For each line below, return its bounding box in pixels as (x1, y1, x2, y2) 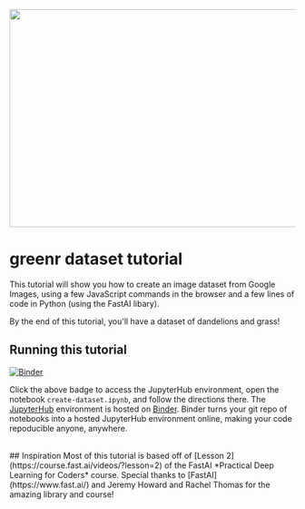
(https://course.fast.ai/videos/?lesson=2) (9, 460, 163, 471)
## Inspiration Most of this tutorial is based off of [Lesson (9, 450, 225, 461)
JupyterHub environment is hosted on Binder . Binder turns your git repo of (9, 403, 288, 414)
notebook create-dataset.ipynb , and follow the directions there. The (9, 393, 266, 404)
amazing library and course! (9, 488, 114, 500)
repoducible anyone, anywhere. (9, 422, 128, 433)
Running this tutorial (9, 342, 127, 358)
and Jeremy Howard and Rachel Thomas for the (91, 479, 271, 490)
